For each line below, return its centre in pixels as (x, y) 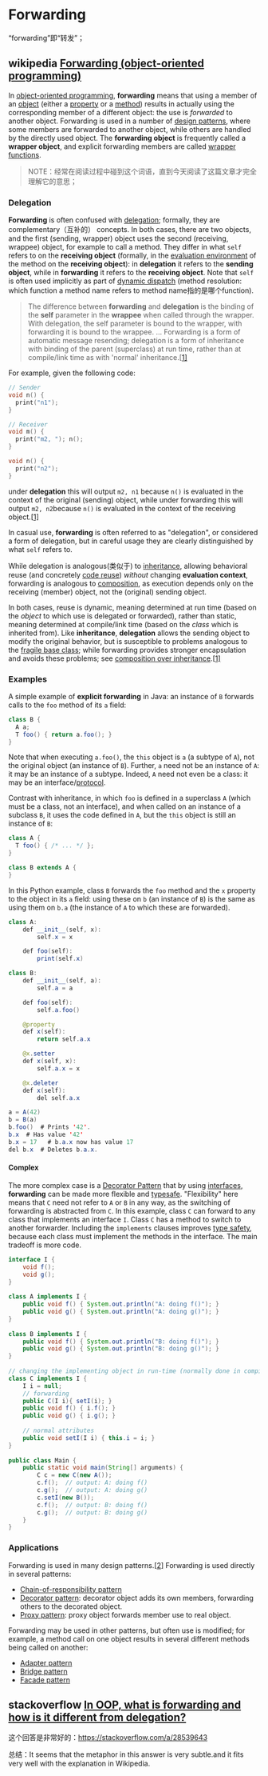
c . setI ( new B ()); (65, 1498)
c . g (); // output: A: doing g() (93, 1490)
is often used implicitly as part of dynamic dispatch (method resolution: (125, 281)
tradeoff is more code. (45, 1245)
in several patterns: (40, 1574)
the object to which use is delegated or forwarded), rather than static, (122, 616)
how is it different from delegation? (97, 1717)
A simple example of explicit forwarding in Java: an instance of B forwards (131, 696)
